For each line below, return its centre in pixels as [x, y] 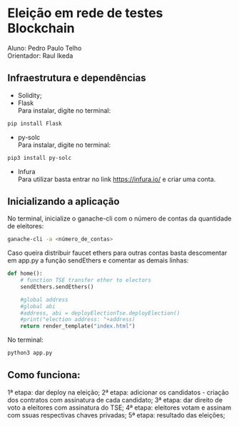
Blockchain [41, 28]
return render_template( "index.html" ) [78, 326]
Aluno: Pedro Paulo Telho [45, 48]
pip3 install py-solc [40, 158]
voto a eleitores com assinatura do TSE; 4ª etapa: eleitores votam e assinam [119, 407]
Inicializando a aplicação [63, 201]
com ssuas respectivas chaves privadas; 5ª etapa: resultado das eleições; [116, 415]
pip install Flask [35, 123]
